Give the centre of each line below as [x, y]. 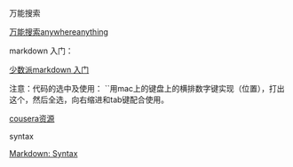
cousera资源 [32, 119]
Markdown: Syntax [44, 153]
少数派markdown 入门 [49, 70]
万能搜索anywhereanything [59, 32]
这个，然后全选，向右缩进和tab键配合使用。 [89, 99]
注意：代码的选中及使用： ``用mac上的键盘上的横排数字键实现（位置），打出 [147, 88]
